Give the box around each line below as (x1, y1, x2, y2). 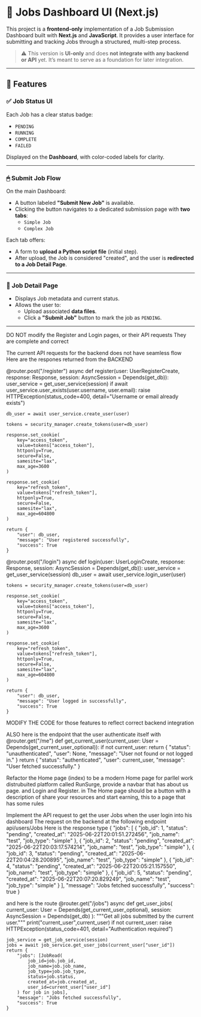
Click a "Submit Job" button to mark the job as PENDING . (23, 314, 162, 321)
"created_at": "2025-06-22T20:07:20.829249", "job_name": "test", (6, 875, 171, 882)
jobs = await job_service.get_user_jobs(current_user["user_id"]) (6, 943, 175, 949)
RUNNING (14, 130, 34, 136)
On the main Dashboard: (6, 187, 66, 195)
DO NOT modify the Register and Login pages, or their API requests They (6, 332, 187, 339)
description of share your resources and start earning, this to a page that (6, 794, 185, 801)
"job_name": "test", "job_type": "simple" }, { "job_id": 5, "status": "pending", (6, 869, 193, 876)
